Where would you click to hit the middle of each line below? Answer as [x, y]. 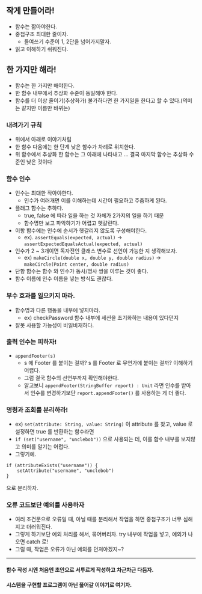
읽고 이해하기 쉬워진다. [41, 49]
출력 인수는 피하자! [32, 342]
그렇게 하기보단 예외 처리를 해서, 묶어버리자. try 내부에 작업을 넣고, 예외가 [101, 534]
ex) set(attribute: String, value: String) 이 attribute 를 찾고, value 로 [104, 424]
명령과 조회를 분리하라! [37, 409]
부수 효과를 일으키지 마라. [41, 296]
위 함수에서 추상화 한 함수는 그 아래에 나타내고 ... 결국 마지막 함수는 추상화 [101, 154]
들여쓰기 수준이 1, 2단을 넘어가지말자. [67, 41]
